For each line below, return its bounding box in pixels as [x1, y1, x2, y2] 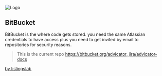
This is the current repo [17, 51, 64, 57]
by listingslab [5, 65, 32, 71]
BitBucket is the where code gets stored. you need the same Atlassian [5, 31, 145, 37]
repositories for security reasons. [5, 42, 72, 47]
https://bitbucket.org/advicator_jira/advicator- [65, 51, 157, 57]
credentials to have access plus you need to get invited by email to [5, 36, 139, 42]
